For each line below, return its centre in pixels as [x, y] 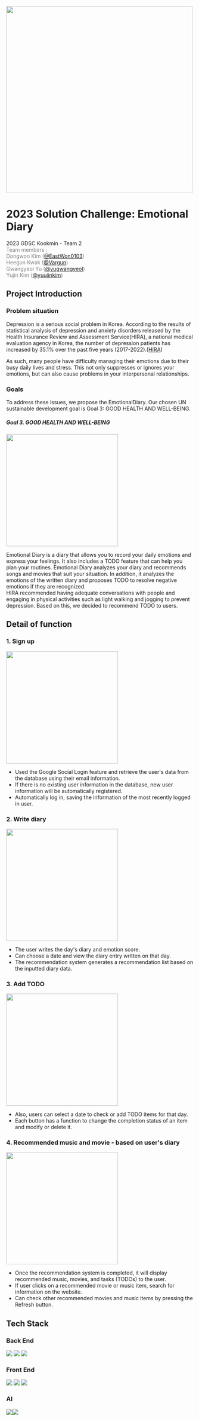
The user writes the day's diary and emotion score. [77, 949]
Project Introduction [44, 294]
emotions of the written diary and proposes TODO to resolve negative [92, 580]
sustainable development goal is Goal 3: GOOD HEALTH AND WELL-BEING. [98, 408]
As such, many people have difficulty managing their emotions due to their [98, 361]
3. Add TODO [25, 984]
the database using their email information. [67, 778]
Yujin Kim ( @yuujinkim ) [35, 275]
